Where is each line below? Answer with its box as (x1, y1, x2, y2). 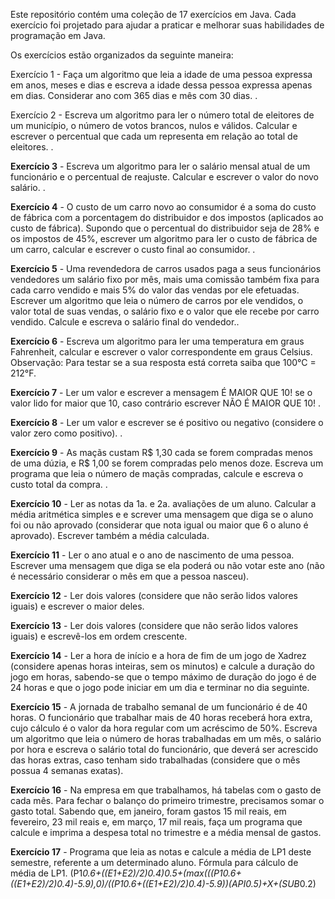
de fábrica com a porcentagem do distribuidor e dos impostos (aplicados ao (10, 212, 324, 223)
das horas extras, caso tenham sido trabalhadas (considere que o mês (10, 754, 301, 766)
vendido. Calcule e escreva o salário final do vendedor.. (10, 316, 240, 328)
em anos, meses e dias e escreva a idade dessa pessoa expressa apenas (10, 79, 313, 91)
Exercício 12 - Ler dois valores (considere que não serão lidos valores (10, 590, 298, 601)
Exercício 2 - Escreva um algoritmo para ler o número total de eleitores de (10, 109, 315, 121)
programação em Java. (10, 30, 106, 41)
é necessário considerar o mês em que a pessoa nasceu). (10, 570, 250, 582)
